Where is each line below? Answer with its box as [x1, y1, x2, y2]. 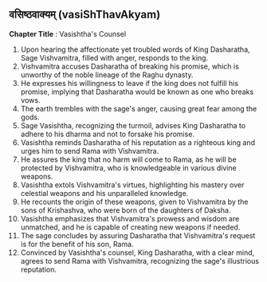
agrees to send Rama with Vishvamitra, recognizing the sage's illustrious [20, 256, 260, 265]
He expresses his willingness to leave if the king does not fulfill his [20, 78, 238, 88]
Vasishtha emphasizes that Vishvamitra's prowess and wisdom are [20, 213, 240, 223]
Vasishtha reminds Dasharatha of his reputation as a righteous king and [20, 137, 256, 147]
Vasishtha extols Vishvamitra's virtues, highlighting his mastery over [20, 180, 245, 190]
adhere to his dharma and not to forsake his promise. [20, 129, 194, 139]
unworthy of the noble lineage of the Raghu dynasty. [20, 69, 194, 80]
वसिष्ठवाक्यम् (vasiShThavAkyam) [9, 8, 161, 22]
